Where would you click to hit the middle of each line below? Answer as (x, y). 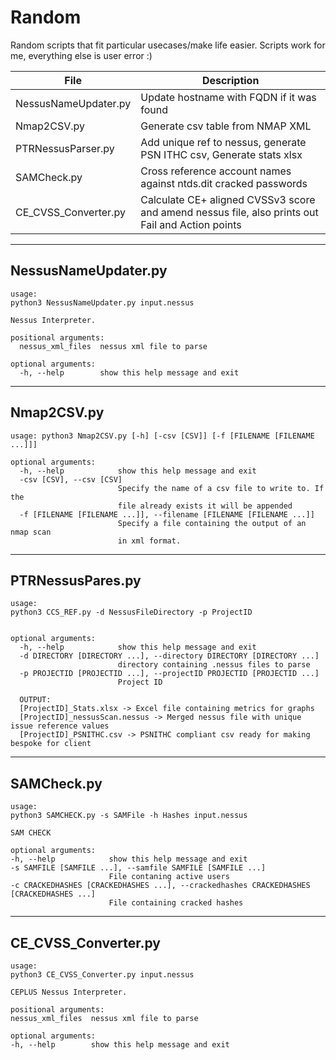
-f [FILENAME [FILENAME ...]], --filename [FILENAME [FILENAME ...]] (167, 514)
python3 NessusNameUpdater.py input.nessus (102, 302)
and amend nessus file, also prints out (229, 212)
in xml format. (149, 541)
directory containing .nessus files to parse (214, 665)
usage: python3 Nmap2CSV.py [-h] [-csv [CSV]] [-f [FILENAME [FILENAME (162, 436)
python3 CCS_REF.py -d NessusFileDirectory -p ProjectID (131, 612)
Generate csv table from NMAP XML (226, 126)
